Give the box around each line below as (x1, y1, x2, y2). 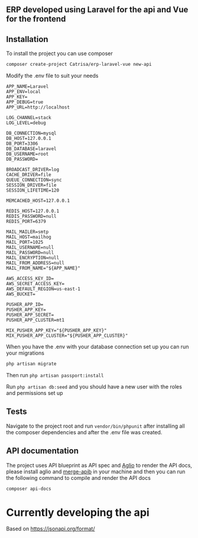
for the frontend (6, 14, 66, 24)
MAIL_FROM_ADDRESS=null (6, 260, 65, 266)
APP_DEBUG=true (6, 99, 44, 106)
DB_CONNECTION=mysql (6, 130, 57, 136)
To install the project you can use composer (6, 50, 113, 57)
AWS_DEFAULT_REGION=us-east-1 (6, 286, 81, 292)
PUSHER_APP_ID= (6, 302, 44, 308)
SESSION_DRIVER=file (6, 182, 57, 189)
